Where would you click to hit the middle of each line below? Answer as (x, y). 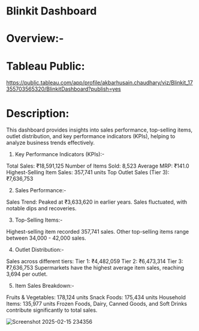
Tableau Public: (46, 66)
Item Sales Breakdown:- (44, 286)
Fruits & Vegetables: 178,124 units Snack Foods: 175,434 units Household (96, 297)
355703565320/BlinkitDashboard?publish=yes (64, 89)
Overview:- (35, 39)
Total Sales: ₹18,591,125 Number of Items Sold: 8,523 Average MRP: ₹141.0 (98, 166)
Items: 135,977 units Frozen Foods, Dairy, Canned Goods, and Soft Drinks (97, 304)
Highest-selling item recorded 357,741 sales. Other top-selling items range (98, 232)
